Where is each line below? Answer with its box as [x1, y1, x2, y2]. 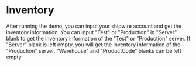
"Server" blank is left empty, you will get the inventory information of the [6, 41, 181, 48]
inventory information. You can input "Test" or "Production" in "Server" [6, 28, 177, 35]
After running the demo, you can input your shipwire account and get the [6, 23, 182, 30]
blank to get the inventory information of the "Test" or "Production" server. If [6, 35, 191, 42]
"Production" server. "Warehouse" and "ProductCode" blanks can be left [6, 47, 181, 54]
